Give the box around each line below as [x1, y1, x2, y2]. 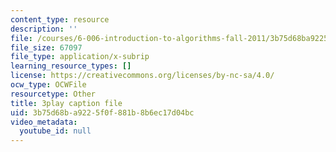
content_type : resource [10, 14, 110, 25]
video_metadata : [10, 117, 78, 127]
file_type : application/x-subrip [10, 52, 150, 62]
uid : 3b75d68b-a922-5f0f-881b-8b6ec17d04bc [10, 107, 195, 118]
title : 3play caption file [10, 98, 123, 108]
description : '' [10, 24, 78, 34]
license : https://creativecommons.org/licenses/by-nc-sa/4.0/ [10, 71, 275, 81]
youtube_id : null [19, 126, 92, 136]
